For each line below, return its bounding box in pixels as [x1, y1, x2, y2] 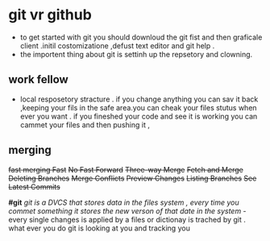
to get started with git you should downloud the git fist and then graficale [19, 32, 263, 42]
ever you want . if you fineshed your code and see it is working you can [19, 111, 258, 121]
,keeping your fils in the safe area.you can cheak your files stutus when [19, 102, 257, 112]
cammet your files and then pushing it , [19, 119, 151, 130]
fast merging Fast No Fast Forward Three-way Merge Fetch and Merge [8, 164, 243, 174]
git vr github [8, 6, 93, 24]
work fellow [8, 73, 69, 86]
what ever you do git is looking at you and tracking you [8, 223, 191, 233]
